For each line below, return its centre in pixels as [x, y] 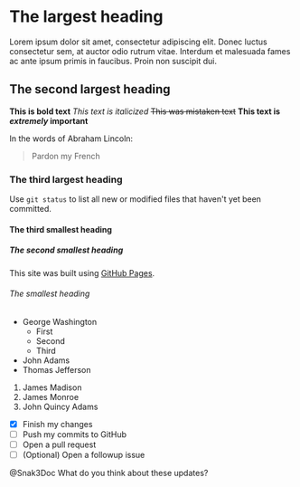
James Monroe [51, 396]
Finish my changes [57, 424]
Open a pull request [59, 444]
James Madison [52, 387]
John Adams [46, 360]
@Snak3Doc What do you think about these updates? [109, 473]
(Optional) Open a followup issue [84, 455]
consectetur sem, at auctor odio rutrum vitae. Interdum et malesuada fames [150, 51]
